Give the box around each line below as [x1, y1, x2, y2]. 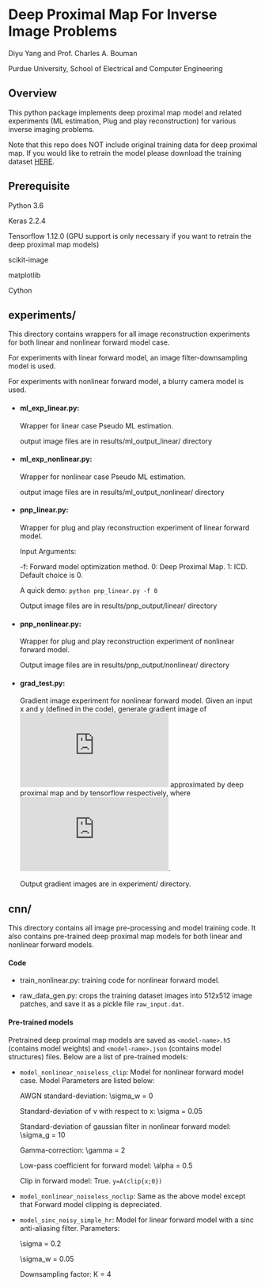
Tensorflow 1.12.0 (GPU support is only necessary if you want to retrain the [8, 231, 252, 240]
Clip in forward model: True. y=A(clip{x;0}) [19, 1176, 163, 1185]
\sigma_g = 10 [19, 1130, 66, 1139]
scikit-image [8, 255, 49, 264]
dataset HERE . [8, 157, 55, 166]
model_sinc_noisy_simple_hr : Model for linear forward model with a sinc [19, 1215, 255, 1225]
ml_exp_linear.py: [19, 403, 80, 413]
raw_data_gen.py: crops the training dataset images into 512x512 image [19, 991, 253, 1001]
